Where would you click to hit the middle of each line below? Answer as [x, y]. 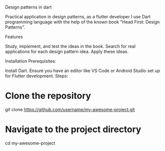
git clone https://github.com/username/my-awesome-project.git [70, 109]
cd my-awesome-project [30, 143]
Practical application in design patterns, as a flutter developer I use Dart [78, 17]
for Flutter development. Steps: [37, 76]
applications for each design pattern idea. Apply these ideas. [67, 52]
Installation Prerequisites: [31, 61]
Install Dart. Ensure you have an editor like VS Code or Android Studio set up [82, 71]
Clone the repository [48, 96]
